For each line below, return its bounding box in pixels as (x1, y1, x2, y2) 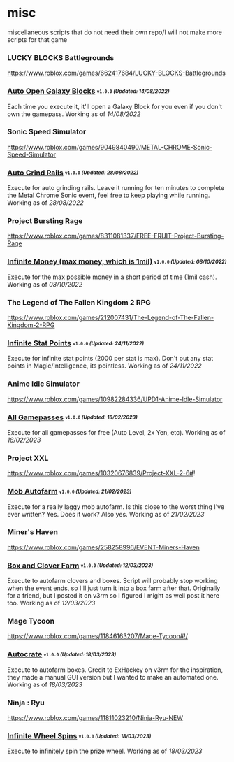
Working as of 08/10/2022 (7, 280, 83, 288)
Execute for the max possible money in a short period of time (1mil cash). (7, 273, 217, 281)
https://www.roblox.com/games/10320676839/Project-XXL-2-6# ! (7, 469, 196, 477)
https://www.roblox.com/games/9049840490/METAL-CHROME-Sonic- (7, 143, 213, 151)
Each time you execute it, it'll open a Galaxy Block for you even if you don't (7, 102, 222, 110)
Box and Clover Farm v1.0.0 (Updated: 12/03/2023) (7, 561, 154, 570)
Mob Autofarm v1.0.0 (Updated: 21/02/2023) (7, 487, 132, 496)
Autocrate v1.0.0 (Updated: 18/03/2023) (7, 649, 117, 659)
